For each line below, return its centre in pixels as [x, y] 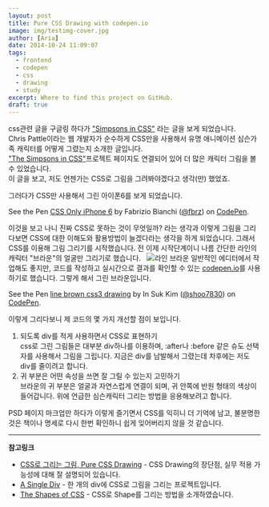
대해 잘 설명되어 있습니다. [81, 475]
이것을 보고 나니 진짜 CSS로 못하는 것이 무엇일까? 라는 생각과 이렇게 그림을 [125, 228]
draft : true [28, 105]
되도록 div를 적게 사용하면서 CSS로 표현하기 [88, 336]
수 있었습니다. [30, 169]
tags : [17, 53]
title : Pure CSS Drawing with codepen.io [78, 23]
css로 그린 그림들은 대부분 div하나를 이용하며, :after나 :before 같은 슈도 [132, 346]
